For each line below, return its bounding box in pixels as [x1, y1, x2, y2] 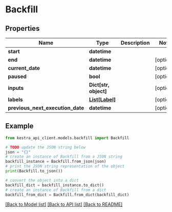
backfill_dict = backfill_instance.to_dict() [5, 182, 104, 188]
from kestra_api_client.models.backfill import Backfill [5, 135, 130, 141]
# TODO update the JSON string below [5, 145, 86, 150]
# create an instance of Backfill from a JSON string [5, 154, 123, 160]
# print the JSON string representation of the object [5, 164, 125, 169]
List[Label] [89, 96, 116, 103]
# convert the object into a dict [5, 178, 79, 183]
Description [120, 40, 150, 46]
